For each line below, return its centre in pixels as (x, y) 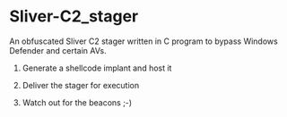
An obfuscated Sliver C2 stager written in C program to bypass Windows (143, 41)
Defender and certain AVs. (58, 50)
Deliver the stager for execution (81, 85)
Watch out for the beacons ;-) (77, 102)
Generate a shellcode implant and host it (97, 68)
